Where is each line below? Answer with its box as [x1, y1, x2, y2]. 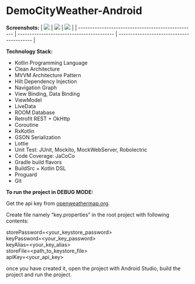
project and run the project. [6, 271, 72, 278]
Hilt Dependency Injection [14, 78, 77, 85]
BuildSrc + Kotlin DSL [14, 165, 66, 172]
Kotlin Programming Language [14, 59, 88, 66]
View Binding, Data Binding [14, 90, 80, 97]
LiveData [14, 102, 36, 109]
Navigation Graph [14, 84, 57, 91]
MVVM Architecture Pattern [14, 71, 82, 78]
